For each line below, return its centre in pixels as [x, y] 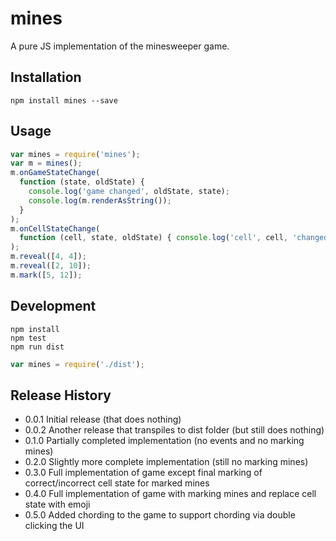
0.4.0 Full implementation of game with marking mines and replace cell [170, 494]
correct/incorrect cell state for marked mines [117, 483]
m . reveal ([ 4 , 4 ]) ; [48, 257]
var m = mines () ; [46, 163]
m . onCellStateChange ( [55, 228]
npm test [28, 338]
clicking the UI [54, 526]
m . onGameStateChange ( [55, 173]
